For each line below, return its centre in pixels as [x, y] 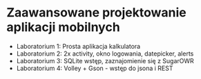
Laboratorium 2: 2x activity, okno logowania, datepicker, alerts [105, 54]
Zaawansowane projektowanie [97, 13]
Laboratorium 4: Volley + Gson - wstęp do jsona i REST [95, 68]
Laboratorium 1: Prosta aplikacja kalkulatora [78, 46]
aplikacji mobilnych [63, 27]
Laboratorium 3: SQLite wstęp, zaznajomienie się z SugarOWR [105, 60]
